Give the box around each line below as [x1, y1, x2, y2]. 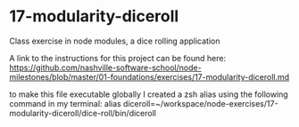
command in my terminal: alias [9, 98, 122, 108]
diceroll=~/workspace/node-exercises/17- [123, 98, 278, 108]
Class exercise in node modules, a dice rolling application [9, 36, 220, 46]
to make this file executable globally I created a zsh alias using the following [9, 89, 288, 99]
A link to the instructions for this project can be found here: [9, 52, 226, 63]
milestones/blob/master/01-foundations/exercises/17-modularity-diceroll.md [9, 71, 290, 82]
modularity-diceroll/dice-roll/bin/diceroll [9, 107, 156, 118]
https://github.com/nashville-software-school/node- [9, 62, 203, 73]
